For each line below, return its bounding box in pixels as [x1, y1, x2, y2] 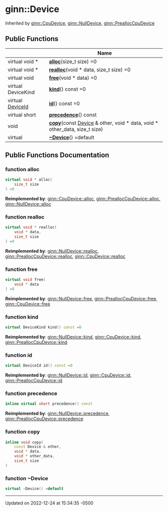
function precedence [5, 390, 57, 397]
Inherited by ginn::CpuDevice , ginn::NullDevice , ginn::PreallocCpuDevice [5, 20, 155, 26]
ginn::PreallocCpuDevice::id [5, 378, 62, 384]
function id [5, 352, 32, 359]
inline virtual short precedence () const [5, 401, 93, 407]
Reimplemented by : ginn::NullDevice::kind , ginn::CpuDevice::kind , [5, 333, 141, 339]
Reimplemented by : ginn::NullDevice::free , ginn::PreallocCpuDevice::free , [5, 295, 157, 301]
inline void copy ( [5, 440, 43, 445]
